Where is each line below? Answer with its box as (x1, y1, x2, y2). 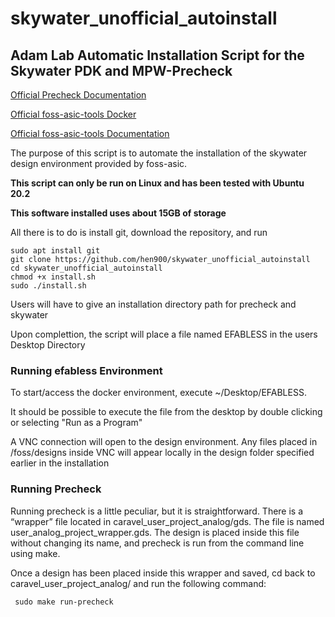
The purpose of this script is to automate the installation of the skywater (10, 147, 308, 159)
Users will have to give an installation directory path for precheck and (10, 298, 297, 310)
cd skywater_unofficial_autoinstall (10, 263, 163, 273)
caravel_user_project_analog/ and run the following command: (10, 577, 267, 589)
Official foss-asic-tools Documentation (10, 128, 170, 139)
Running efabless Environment (10, 363, 163, 377)
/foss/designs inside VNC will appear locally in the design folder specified (10, 447, 315, 459)
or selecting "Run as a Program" (10, 417, 143, 429)
